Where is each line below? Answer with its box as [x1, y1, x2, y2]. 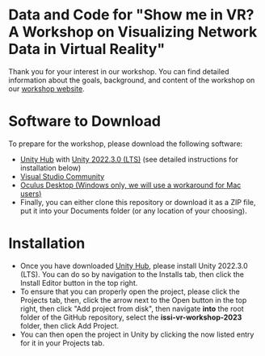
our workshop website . [8, 83, 85, 94]
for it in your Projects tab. [19, 337, 105, 348]
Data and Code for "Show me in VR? [8, 6, 254, 24]
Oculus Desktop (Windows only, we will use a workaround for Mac [19, 180, 242, 190]
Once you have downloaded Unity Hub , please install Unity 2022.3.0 [19, 261, 248, 270]
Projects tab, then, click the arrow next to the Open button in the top [19, 295, 247, 304]
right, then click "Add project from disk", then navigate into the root [19, 304, 244, 313]
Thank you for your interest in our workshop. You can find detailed [8, 66, 229, 76]
